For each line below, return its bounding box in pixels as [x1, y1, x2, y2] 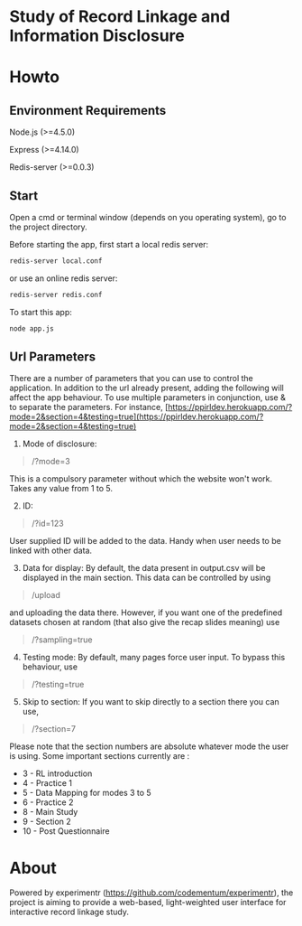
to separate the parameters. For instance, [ [9, 402, 169, 413]
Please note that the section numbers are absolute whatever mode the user [9, 741, 289, 752]
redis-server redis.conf [9, 290, 103, 299]
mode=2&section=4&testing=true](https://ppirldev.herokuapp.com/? [9, 411, 264, 422]
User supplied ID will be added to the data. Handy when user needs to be [9, 536, 281, 547]
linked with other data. [9, 545, 93, 557]
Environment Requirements [9, 102, 167, 118]
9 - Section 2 [22, 816, 72, 828]
